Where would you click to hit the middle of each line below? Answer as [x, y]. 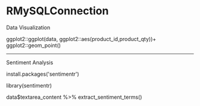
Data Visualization [28, 27]
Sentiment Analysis [30, 62]
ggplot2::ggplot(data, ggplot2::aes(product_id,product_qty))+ [81, 39]
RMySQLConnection [57, 11]
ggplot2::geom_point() [34, 45]
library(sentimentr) [29, 85]
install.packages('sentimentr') [43, 74]
